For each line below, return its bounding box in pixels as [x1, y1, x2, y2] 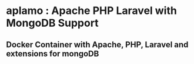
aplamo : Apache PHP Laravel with [6, 4, 178, 17]
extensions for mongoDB [6, 48, 99, 59]
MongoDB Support [6, 16, 99, 30]
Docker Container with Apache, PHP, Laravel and [6, 40, 189, 49]
